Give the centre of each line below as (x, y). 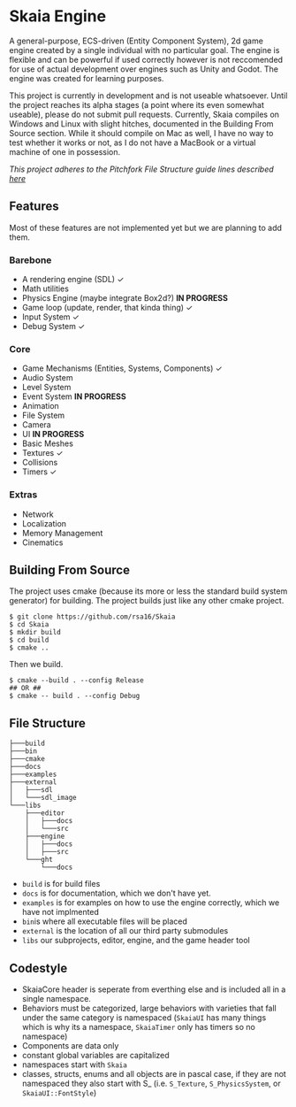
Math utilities (45, 288)
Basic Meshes (47, 443)
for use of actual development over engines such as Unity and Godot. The (144, 69)
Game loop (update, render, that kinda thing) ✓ (107, 308)
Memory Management (62, 533)
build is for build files (61, 884)
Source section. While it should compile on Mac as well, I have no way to (141, 133)
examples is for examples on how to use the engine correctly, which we (151, 903)
